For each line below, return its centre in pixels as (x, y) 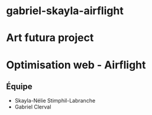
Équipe (19, 86)
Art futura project (50, 38)
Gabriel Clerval (33, 107)
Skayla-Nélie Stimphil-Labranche (55, 101)
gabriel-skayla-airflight (65, 11)
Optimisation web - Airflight (76, 65)
